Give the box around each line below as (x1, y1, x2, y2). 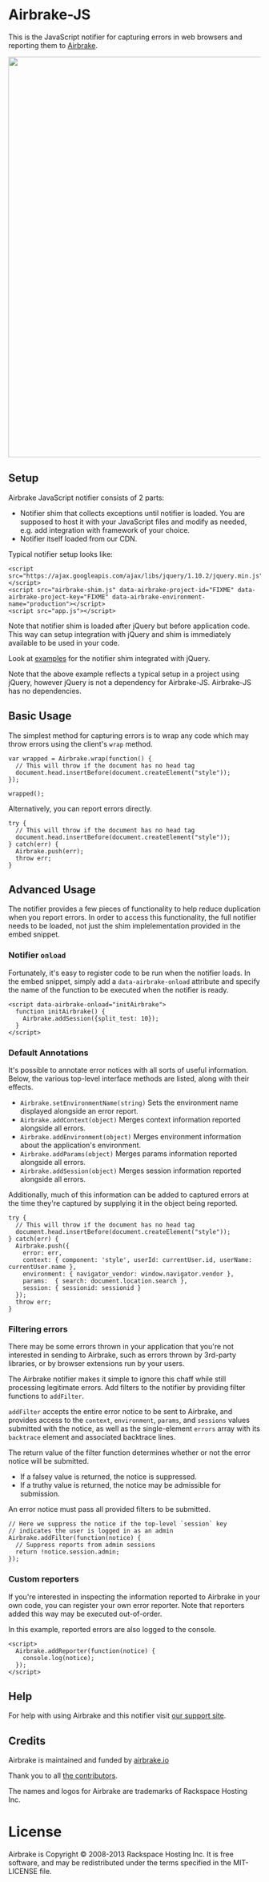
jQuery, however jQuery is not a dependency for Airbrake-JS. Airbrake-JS (8, 677, 252, 687)
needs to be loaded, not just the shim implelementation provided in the (8, 921, 241, 931)
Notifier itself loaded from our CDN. (19, 534, 138, 543)
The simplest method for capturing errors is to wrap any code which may (8, 731, 250, 740)
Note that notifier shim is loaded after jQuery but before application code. (8, 621, 251, 631)
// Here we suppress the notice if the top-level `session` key (8, 1520, 227, 1528)
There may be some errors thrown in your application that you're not (8, 1342, 235, 1352)
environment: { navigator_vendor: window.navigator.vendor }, (22, 1270, 235, 1278)
